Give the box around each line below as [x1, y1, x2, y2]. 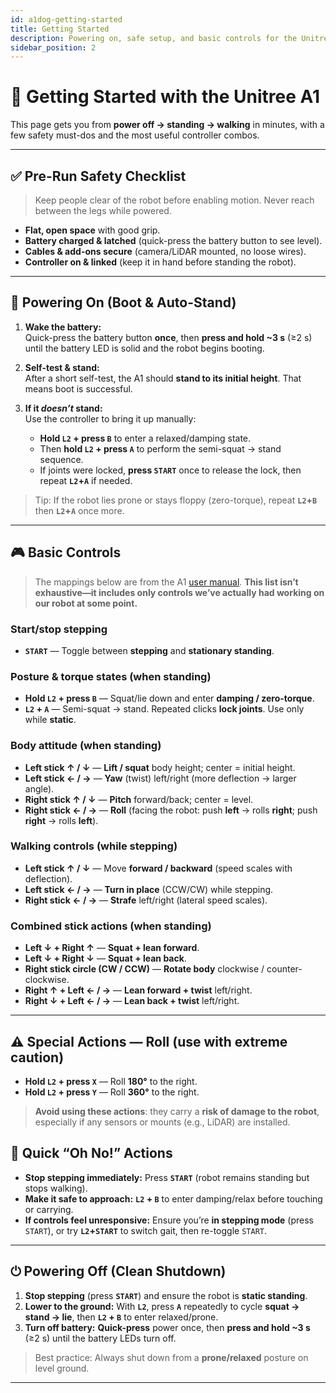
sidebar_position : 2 [10, 42, 97, 53]
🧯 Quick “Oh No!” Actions [10, 1145, 173, 1162]
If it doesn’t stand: [24, 402, 103, 414]
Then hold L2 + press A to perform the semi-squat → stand [39, 442, 282, 455]
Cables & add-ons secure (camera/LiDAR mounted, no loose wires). [24, 246, 307, 257]
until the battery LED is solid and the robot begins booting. [24, 342, 265, 354]
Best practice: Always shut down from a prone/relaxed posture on [34, 1351, 309, 1363]
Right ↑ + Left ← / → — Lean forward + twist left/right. [24, 984, 253, 996]
